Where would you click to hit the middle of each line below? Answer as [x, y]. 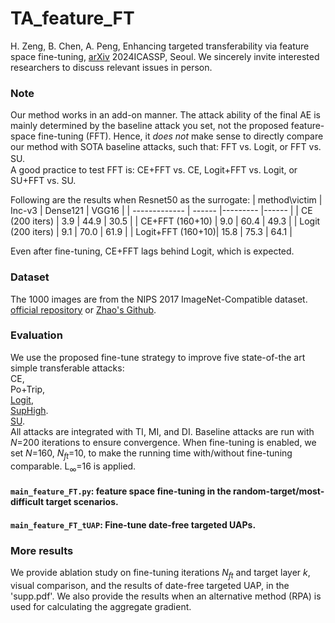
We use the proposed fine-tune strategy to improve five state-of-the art [158, 357]
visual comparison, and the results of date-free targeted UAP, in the [150, 585]
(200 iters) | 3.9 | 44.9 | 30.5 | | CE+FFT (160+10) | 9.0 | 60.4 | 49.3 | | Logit [165, 221]
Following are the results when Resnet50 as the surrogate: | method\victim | [166, 200]
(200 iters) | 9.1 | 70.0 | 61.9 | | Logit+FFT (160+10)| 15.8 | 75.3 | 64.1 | [151, 232]
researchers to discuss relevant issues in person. [111, 67]
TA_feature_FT [72, 18]
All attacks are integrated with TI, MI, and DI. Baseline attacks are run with [162, 431]
